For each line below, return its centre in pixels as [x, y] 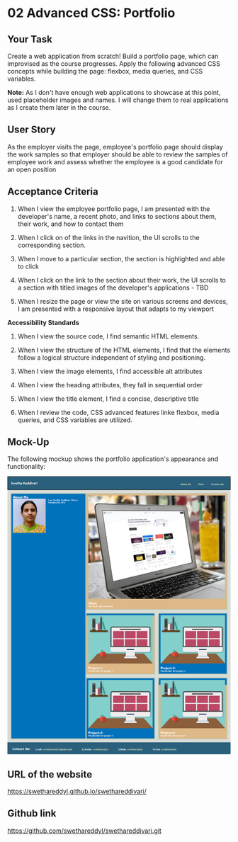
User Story [32, 130]
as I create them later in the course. [59, 107]
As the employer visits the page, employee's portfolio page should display [115, 147]
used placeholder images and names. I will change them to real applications [118, 100]
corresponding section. [52, 245]
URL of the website [50, 774]
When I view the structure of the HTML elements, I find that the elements [124, 350]
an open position [32, 169]
